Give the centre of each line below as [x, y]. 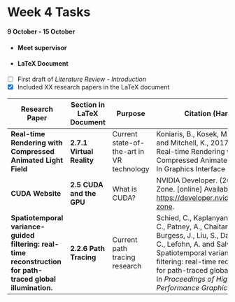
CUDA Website [36, 193]
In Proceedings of [185, 279]
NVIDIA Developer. [187, 180]
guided [23, 235]
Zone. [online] [179, 189]
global [45, 279]
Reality [82, 160]
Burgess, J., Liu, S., [187, 235]
